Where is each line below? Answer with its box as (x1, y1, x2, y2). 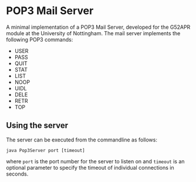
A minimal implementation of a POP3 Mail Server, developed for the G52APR (6, 23, 191, 31)
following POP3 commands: (6, 36, 73, 43)
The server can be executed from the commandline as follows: (6, 136, 157, 143)
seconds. (6, 170, 29, 177)
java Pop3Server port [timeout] (6, 147, 85, 153)
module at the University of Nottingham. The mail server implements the (6, 29, 181, 36)
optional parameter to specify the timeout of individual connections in (6, 164, 174, 171)
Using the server (6, 120, 69, 130)
